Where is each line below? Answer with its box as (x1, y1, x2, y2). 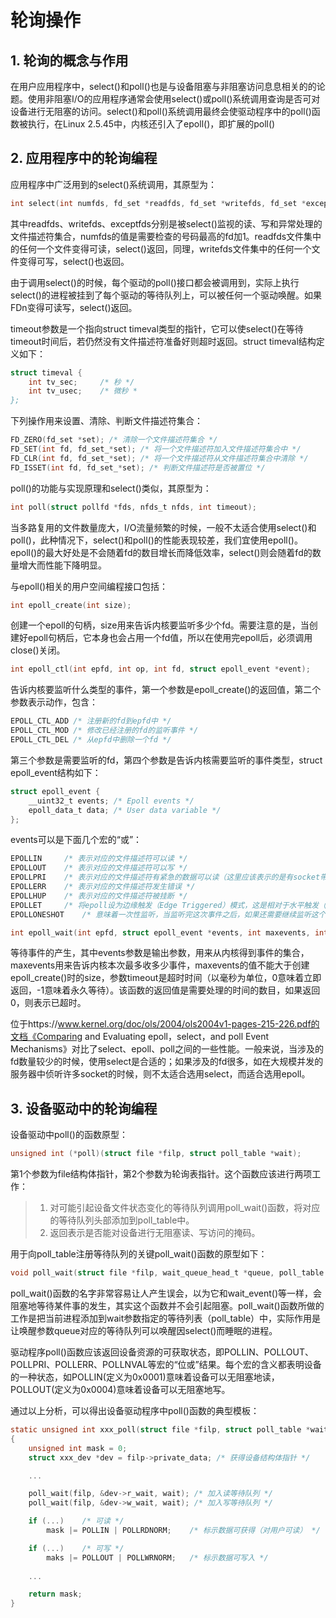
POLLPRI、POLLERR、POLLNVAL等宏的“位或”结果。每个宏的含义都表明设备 (10, 1359, 322, 1370)
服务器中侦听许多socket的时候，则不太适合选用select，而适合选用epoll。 (10, 1068, 311, 1080)
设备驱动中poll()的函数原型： (10, 1129, 128, 1141)
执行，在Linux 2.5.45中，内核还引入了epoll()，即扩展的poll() (27, 118, 276, 130)
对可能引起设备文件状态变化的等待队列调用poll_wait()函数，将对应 (49, 1202, 321, 1214)
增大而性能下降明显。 (18, 559, 107, 571)
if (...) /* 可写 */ (28, 1543, 125, 1553)
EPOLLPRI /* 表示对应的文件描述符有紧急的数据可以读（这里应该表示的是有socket (10, 872, 321, 883)
